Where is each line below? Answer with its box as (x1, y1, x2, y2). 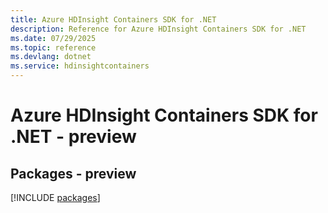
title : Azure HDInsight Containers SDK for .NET (10, 14, 217, 25)
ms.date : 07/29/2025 (10, 33, 97, 43)
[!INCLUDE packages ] (10, 192, 101, 203)
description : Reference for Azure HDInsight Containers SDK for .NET (10, 24, 307, 34)
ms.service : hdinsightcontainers (10, 61, 150, 71)
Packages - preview (10, 165, 137, 182)
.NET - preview (10, 126, 137, 148)
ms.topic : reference (10, 42, 97, 53)
